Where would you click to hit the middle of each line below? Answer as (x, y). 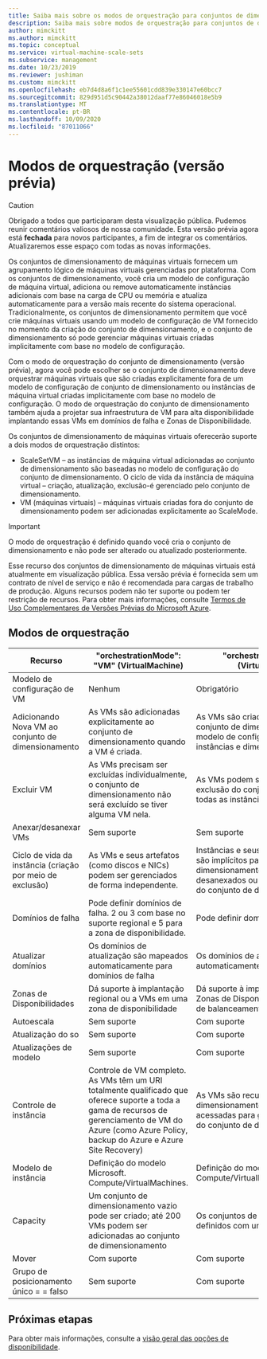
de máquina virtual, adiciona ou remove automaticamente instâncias (120, 287)
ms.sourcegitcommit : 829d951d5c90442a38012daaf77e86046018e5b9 (115, 97)
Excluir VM (33, 789)
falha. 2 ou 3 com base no (137, 913)
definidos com (223, 1225)
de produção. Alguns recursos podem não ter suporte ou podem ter (119, 591)
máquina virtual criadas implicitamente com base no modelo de (112, 395)
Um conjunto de (118, 1196)
